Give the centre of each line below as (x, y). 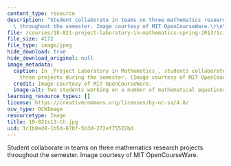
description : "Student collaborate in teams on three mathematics (104, 20)
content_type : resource (41, 13)
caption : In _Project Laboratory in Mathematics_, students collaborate (120, 71)
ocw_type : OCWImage (35, 109)
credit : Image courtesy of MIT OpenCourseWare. (83, 84)
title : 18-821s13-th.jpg (43, 122)
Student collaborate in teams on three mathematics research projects (105, 147)
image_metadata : (30, 64)
